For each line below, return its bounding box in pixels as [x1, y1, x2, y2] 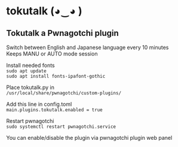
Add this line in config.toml [6, 100, 72, 108]
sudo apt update [6, 68, 47, 74]
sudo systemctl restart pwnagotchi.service [6, 124, 116, 130]
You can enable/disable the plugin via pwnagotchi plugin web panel [6, 134, 173, 141]
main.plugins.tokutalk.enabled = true [6, 107, 103, 113]
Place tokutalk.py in [6, 84, 55, 91]
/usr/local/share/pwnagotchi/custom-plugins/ [6, 90, 121, 96]
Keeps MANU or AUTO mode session [6, 50, 98, 57]
